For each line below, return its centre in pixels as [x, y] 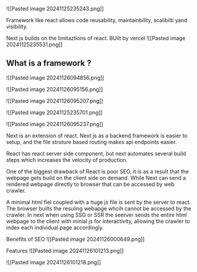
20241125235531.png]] [34, 45]
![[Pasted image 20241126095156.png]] [55, 89]
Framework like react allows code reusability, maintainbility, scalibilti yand [97, 20]
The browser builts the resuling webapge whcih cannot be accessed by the [99, 208]
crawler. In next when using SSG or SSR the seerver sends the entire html [96, 215]
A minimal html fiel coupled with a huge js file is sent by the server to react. [98, 202]
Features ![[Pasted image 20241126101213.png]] [65, 250]
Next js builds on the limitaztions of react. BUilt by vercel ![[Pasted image [96, 38]
